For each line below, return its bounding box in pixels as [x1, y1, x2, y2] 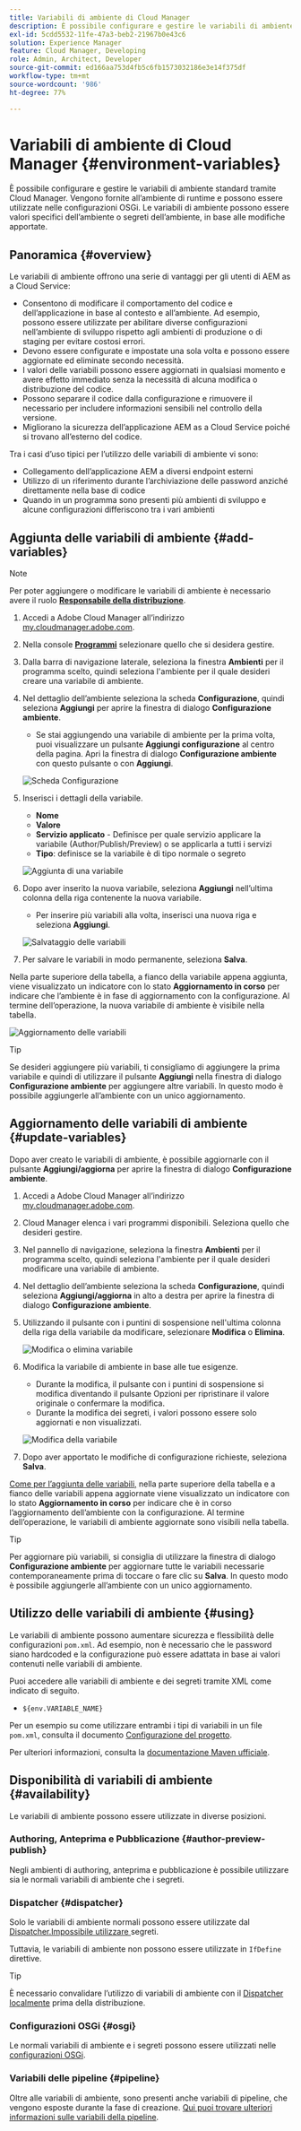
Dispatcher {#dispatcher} [9, 1896, 124, 1909]
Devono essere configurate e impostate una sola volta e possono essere [21, 346, 290, 357]
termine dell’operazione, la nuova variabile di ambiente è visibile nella [9, 1001, 265, 1011]
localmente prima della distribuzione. [9, 1997, 146, 2008]
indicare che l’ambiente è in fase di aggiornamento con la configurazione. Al [9, 991, 290, 1001]
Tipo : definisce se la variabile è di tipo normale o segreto [35, 848, 246, 859]
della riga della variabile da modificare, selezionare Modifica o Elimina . [21, 1326, 285, 1337]
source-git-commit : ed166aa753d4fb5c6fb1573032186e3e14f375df [9, 64, 246, 73]
